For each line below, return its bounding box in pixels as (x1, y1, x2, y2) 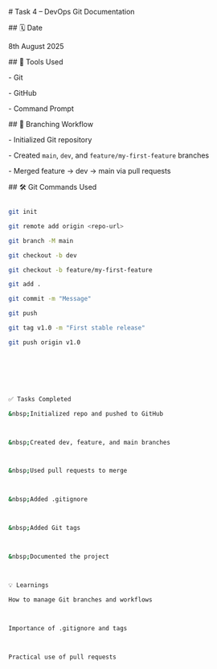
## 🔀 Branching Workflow (8, 120, 94, 129)
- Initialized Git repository (8, 135, 92, 144)
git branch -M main (8, 236, 74, 244)
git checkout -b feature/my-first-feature (8, 265, 153, 274)
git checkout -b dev (8, 251, 78, 260)
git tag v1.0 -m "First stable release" (8, 324, 146, 332)
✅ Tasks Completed (8, 395, 72, 403)
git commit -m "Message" (8, 295, 92, 303)
